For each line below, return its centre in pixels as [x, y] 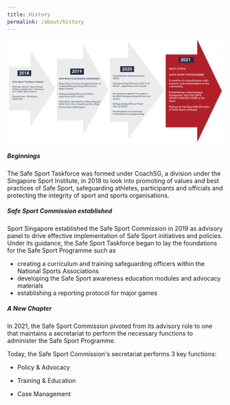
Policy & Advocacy [44, 367]
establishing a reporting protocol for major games [87, 293]
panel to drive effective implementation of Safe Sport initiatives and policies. [115, 236]
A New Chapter [30, 309]
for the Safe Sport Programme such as [61, 250]
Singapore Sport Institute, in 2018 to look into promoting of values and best [113, 180]
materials [30, 285]
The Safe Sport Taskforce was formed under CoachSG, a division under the [114, 173]
